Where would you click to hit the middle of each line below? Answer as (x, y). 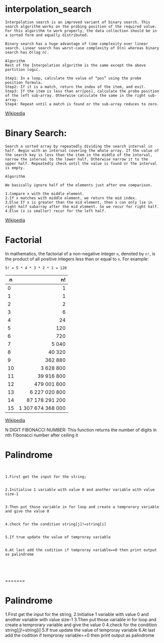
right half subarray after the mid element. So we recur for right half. (82, 206)
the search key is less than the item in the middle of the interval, (79, 155)
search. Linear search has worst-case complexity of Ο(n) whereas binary (82, 48)
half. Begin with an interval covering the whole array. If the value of (82, 151)
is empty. (15, 168)
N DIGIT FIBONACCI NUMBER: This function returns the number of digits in (81, 430)
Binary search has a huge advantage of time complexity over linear (77, 44)
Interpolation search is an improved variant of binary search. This (78, 22)
